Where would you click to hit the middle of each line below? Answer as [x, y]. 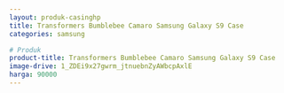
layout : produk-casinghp [55, 17]
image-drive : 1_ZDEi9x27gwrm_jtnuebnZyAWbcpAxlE [101, 66]
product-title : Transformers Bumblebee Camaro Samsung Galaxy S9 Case [142, 58]
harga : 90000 [33, 75]
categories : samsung [47, 34]
